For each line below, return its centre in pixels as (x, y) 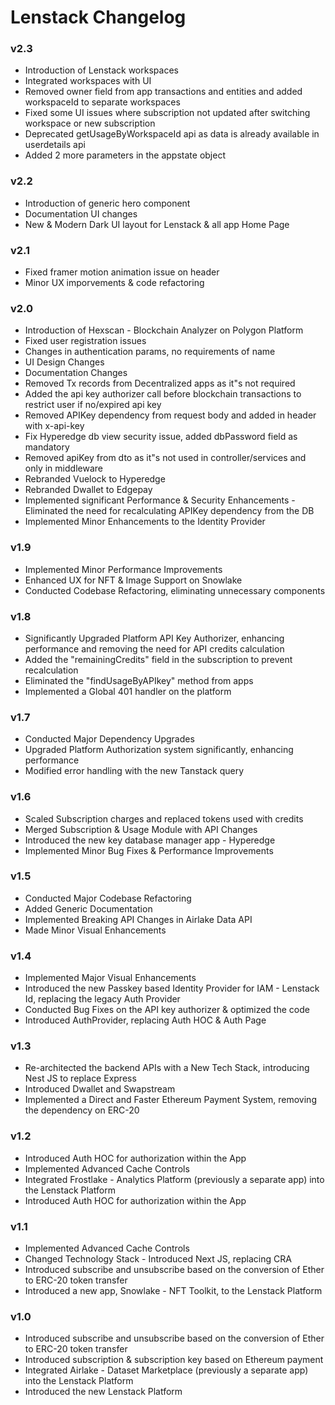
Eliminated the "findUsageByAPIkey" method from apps (139, 680)
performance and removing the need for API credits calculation (154, 648)
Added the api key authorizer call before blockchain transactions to (163, 394)
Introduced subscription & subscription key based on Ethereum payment (174, 1360)
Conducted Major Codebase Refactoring (108, 898)
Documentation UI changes (81, 213)
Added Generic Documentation (88, 908)
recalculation (51, 670)
